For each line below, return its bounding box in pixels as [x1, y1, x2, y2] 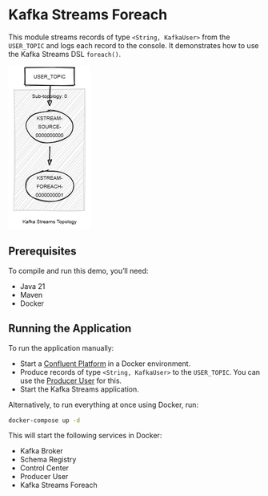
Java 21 [19, 281, 46, 291]
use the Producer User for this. [19, 376, 122, 385]
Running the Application [8, 322, 132, 335]
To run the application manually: [8, 343, 114, 352]
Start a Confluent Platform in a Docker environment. [19, 359, 191, 368]
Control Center [19, 463, 70, 473]
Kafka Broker [19, 446, 64, 456]
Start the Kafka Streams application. [19, 384, 139, 394]
